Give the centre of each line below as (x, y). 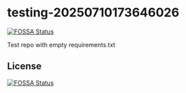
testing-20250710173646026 (93, 13)
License (24, 66)
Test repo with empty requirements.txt (61, 44)
